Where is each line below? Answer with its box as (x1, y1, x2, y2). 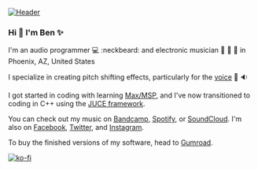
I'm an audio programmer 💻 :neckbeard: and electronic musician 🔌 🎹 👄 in (8, 46, 246, 55)
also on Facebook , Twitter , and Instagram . (8, 123, 144, 132)
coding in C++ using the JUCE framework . (8, 99, 146, 109)
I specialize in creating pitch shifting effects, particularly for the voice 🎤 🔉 (8, 72, 249, 82)
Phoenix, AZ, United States (8, 57, 96, 66)
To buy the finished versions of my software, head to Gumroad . (8, 138, 214, 147)
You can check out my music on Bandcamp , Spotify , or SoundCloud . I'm (8, 114, 242, 124)
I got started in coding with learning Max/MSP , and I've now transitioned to (8, 91, 250, 100)
